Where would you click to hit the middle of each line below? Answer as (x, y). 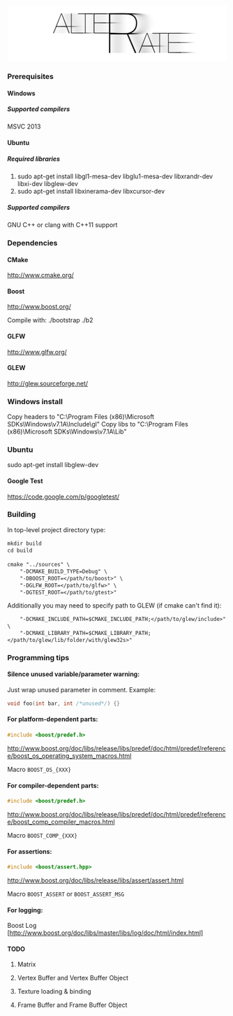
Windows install (35, 401)
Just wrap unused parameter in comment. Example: (81, 689)
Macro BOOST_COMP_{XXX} (43, 835)
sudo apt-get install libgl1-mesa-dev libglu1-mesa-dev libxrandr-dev (115, 176)
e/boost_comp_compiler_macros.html (61, 822)
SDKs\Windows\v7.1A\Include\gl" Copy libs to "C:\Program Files (98, 424)
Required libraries (34, 159)
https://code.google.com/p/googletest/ (63, 496)
